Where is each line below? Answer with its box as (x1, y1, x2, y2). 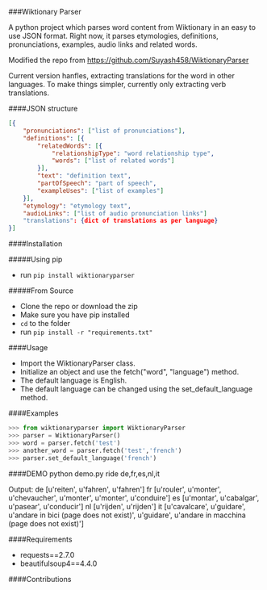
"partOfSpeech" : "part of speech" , (37, 179, 157, 187)
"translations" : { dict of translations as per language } (23, 217, 219, 225)
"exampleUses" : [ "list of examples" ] (37, 186, 164, 195)
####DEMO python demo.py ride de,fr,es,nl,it (8, 468, 160, 479)
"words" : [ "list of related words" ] (51, 157, 175, 165)
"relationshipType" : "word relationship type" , (51, 149, 215, 157)
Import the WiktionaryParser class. (19, 358, 136, 368)
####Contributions (8, 574, 72, 584)
